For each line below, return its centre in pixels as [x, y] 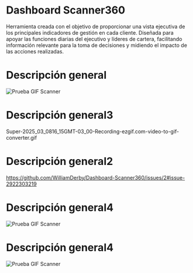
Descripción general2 [60, 161]
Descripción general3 [60, 115]
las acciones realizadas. [35, 51]
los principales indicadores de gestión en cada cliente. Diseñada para [90, 32]
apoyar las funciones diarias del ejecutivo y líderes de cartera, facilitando [94, 39]
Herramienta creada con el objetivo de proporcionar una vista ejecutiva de [96, 26]
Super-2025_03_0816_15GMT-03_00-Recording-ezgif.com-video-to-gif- [93, 131]
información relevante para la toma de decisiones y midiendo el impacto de [96, 45]
